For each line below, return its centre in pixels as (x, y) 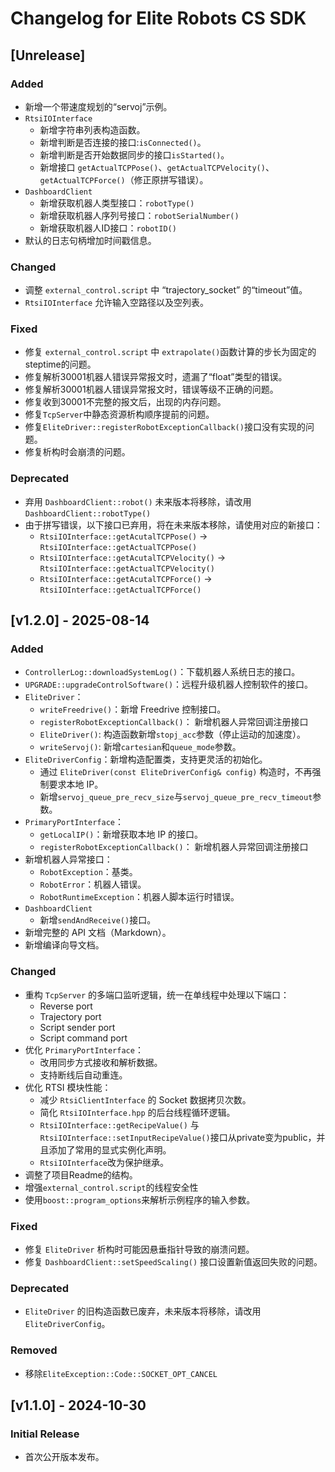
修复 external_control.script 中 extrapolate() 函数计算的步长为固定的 (170, 352)
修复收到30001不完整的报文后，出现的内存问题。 (125, 402)
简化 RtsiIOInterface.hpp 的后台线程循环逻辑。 (137, 1112)
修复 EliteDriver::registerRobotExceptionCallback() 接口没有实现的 (165, 427)
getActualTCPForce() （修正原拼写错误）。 (124, 179)
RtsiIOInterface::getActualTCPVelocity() (127, 568)
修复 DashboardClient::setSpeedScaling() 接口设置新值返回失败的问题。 (173, 1262)
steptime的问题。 (60, 364)
